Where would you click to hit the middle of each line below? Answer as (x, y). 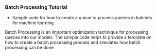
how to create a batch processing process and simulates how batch (73, 42)
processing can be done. (30, 48)
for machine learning (33, 23)
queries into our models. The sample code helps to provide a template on (78, 37)
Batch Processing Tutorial (36, 7)
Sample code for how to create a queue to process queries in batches (82, 18)
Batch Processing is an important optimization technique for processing (77, 32)
